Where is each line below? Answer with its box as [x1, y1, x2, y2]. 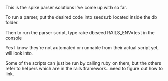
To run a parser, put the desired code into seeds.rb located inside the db [5, 14, 157, 20]
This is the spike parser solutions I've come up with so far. [5, 5, 127, 10]
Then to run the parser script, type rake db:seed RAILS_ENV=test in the [5, 30, 155, 35]
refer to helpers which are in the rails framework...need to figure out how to [5, 66, 163, 71]
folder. [5, 20, 19, 25]
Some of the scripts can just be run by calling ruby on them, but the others [5, 60, 161, 66]
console [5, 35, 22, 41]
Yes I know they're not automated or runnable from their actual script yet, [5, 45, 159, 50]
